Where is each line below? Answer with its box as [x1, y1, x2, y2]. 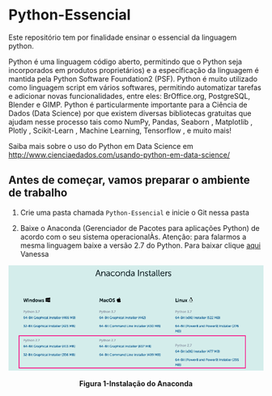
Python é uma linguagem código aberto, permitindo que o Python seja [8, 57, 243, 66]
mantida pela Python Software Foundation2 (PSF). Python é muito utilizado [8, 74, 257, 83]
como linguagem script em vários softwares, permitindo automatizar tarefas [8, 83, 261, 92]
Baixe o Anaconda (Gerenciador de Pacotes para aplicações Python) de [19, 223, 261, 232]
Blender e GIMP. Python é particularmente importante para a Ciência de [8, 100, 249, 109]
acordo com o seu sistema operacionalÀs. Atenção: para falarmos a [19, 232, 247, 241]
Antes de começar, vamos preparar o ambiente [8, 173, 250, 187]
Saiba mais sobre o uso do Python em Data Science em [8, 141, 193, 151]
